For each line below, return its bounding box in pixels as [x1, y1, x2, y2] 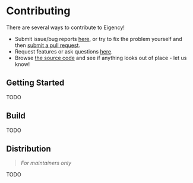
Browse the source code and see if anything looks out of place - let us [14, 54, 187, 61]
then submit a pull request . [14, 42, 81, 49]
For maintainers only [20, 159, 72, 167]
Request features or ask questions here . [14, 48, 113, 55]
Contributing [6, 4, 71, 18]
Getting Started [6, 78, 65, 88]
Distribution [6, 144, 52, 154]
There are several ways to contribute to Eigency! [6, 24, 125, 31]
